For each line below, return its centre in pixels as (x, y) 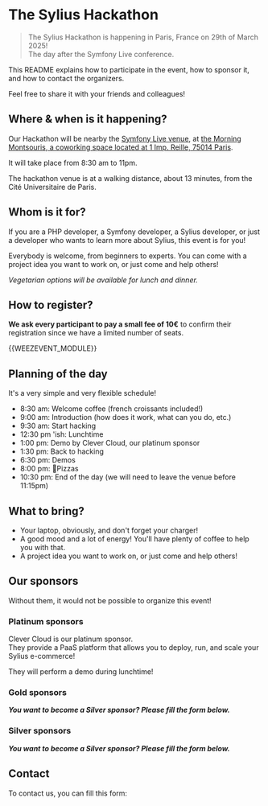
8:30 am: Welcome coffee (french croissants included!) (111, 409)
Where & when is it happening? (88, 119)
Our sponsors (43, 581)
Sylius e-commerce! (42, 656)
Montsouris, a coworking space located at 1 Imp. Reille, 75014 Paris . (121, 147)
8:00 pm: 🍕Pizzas (49, 469)
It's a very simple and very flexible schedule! (82, 393)
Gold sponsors (37, 693)
